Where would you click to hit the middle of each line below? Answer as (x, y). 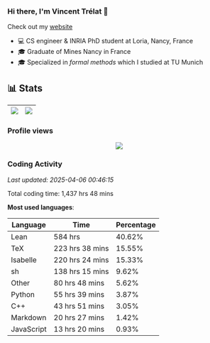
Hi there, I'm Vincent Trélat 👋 (58, 11)
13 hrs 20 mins (79, 329)
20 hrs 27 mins (79, 317)
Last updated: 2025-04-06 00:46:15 (61, 180)
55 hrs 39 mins (79, 294)
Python (23, 294)
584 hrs (67, 236)
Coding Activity (35, 164)
